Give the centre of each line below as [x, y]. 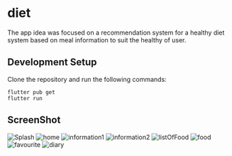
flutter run [25, 98]
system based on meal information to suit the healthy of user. [97, 40]
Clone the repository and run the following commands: [87, 79]
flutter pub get [31, 92]
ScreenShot [34, 120]
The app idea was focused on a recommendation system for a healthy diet [116, 32]
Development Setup [52, 62]
